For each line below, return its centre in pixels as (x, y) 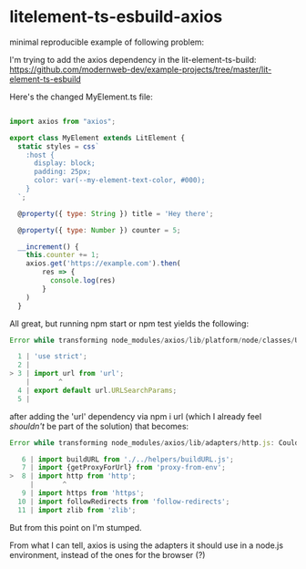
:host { (40, 155)
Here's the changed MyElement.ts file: (81, 97)
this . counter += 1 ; (63, 255)
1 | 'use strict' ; (53, 357)
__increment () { (48, 247)
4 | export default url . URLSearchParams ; (97, 390)
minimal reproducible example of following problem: (107, 42)
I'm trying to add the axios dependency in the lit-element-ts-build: (133, 59)
